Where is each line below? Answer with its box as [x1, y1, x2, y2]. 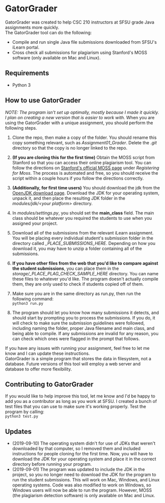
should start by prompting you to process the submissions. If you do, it [12, 315, 156, 320]
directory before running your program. [12, 461, 92, 467]
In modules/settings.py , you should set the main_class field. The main [12, 210, 154, 216]
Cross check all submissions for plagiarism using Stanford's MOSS [12, 50, 147, 55]
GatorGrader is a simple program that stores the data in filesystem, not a [5, 355, 151, 361]
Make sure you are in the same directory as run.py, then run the [12, 291, 141, 296]
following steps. [5, 125, 37, 131]
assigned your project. [12, 220, 58, 226]
